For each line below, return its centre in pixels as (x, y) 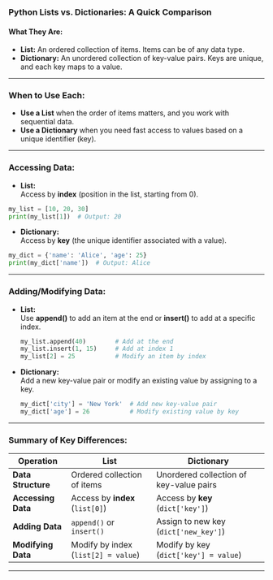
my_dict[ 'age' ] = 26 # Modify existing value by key (130, 412)
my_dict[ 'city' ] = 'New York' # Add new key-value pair (119, 405)
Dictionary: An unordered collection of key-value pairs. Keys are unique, (142, 58)
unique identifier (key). (58, 139)
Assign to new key (191, 522)
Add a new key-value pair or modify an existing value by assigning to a (139, 381)
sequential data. (47, 122)
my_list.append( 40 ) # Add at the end (97, 341)
